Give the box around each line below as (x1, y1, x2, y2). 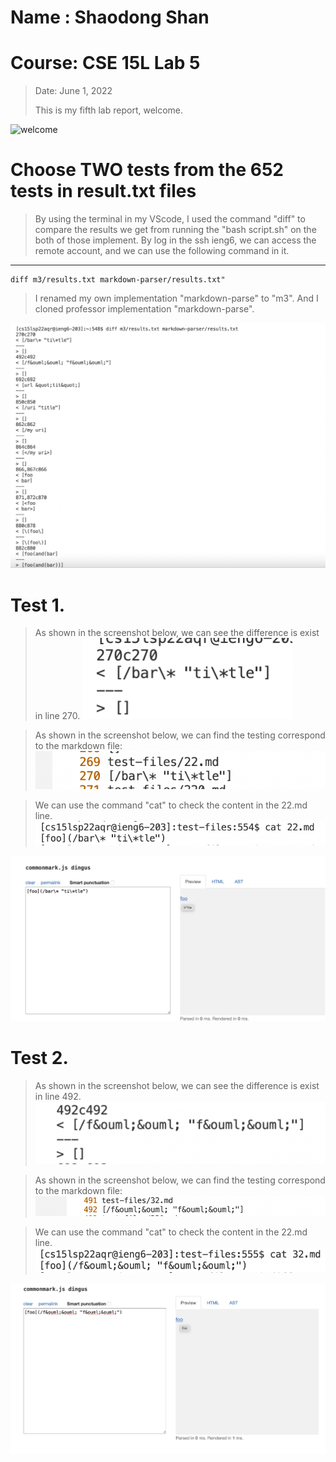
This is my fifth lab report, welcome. (34, 104, 184, 116)
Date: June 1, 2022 (34, 85, 113, 97)
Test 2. (10, 1047, 69, 1070)
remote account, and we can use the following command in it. (34, 245, 290, 257)
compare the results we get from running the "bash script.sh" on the (34, 224, 317, 236)
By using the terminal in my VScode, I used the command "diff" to (34, 213, 306, 225)
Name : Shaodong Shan (10, 6, 210, 29)
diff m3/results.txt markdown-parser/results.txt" (10, 275, 226, 285)
